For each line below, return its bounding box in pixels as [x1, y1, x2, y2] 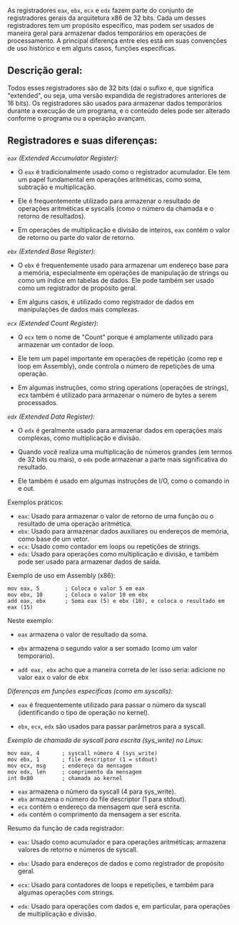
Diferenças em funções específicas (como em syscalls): [7, 686, 173, 695]
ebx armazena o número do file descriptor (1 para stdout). [17, 794, 187, 803]
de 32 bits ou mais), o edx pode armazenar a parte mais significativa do [17, 455, 228, 464]
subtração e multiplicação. [17, 182, 96, 191]
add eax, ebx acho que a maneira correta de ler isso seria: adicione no [17, 665, 226, 674]
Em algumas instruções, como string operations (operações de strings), [17, 383, 229, 391]
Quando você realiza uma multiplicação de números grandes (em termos [17, 447, 233, 456]
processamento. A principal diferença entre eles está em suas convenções [7, 36, 227, 45]
